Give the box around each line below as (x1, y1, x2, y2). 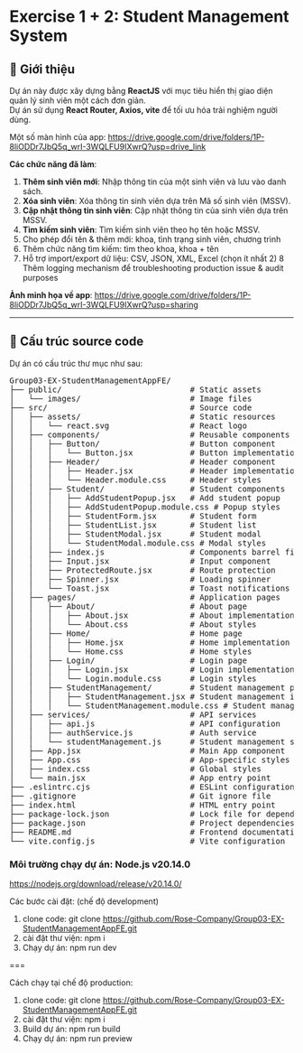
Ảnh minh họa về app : (9, 290, 93, 300)
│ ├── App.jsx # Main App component (9, 745, 286, 756)
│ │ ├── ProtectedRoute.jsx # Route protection (9, 564, 277, 575)
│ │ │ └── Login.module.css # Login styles (9, 673, 257, 684)
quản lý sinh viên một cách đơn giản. (9, 95, 146, 106)
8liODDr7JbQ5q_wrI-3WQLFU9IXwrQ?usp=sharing (9, 300, 198, 310)
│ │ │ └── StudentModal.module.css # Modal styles (9, 537, 267, 548)
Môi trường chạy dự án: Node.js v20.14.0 (9, 858, 191, 871)
